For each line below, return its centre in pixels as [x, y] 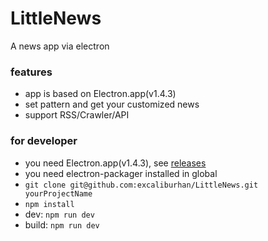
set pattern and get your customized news [112, 104]
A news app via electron [60, 46]
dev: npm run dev [59, 214]
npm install [49, 204]
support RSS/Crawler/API [77, 115]
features [31, 72]
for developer [44, 141]
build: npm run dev [62, 224]
